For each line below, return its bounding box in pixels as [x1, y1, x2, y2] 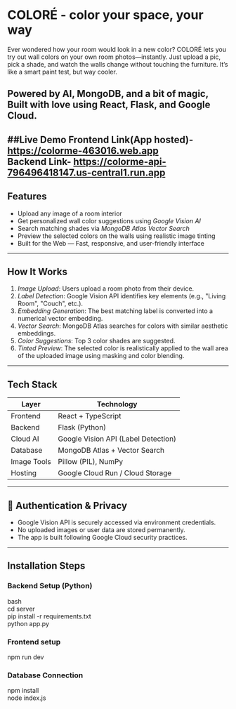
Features [7, 190, 47, 203]
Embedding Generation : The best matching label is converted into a [17, 307, 213, 315]
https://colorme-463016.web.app [7, 145, 159, 157]
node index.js [7, 694, 46, 702]
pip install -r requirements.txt [7, 611, 91, 621]
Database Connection [7, 670, 84, 680]
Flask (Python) [58, 423, 107, 432]
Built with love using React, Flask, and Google [7, 99, 211, 111]
